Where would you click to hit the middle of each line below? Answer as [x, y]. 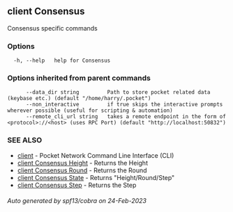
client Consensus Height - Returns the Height [83, 163]
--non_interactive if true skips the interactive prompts [124, 105]
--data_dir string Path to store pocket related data [118, 92]
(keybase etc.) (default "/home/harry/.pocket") [79, 99]
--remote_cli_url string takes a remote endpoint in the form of [126, 117]
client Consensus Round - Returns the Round [82, 170]
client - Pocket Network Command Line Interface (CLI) [96, 155]
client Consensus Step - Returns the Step [77, 185]
